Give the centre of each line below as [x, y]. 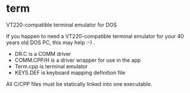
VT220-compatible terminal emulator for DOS [61, 25]
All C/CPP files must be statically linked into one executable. [79, 84]
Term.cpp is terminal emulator [51, 66]
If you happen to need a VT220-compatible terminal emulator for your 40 [95, 36]
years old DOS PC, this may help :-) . [51, 42]
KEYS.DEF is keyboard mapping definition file [70, 72]
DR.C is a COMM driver [43, 54]
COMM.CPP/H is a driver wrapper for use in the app [78, 60]
